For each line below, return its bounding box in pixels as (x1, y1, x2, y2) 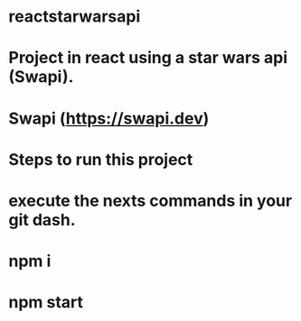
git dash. (8, 209, 76, 230)
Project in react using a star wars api (8, 48, 288, 69)
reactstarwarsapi (8, 6, 141, 27)
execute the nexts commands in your (8, 190, 293, 211)
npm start (8, 292, 83, 313)
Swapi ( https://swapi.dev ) (8, 108, 210, 128)
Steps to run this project (8, 149, 193, 170)
